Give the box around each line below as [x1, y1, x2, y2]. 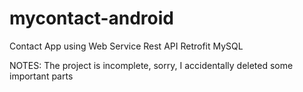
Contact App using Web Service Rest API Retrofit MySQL [9, 40, 244, 52]
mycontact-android [9, 7, 174, 30]
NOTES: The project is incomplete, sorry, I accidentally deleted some [9, 59, 294, 71]
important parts [9, 70, 74, 82]
